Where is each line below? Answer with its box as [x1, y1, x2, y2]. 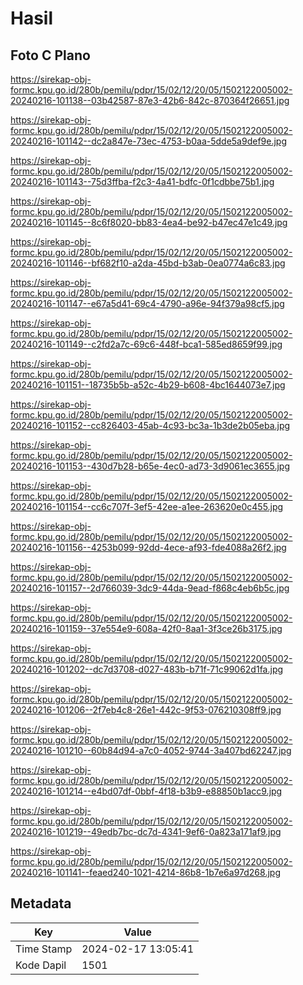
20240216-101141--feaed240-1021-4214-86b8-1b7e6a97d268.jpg [10, 867, 281, 878]
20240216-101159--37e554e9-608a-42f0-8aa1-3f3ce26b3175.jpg [10, 623, 283, 634]
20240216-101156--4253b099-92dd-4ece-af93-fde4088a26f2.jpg [10, 542, 287, 553]
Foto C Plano [10, 47, 91, 64]
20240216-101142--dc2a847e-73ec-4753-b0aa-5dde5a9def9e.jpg [10, 135, 287, 147]
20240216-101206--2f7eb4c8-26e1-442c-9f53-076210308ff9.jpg [10, 704, 282, 716]
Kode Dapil [15, 958, 67, 972]
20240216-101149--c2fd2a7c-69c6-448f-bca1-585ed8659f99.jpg [10, 338, 283, 350]
